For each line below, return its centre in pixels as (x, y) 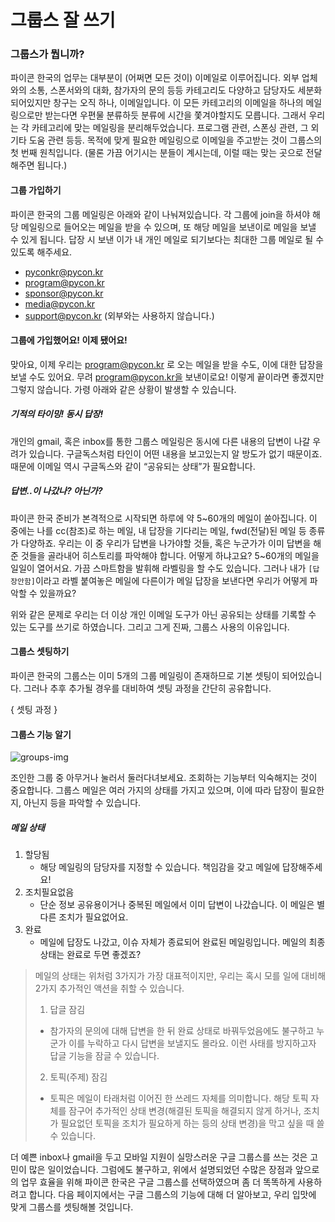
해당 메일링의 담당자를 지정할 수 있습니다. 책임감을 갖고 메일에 (159, 867)
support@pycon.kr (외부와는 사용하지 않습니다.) (119, 315)
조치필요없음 (49, 892)
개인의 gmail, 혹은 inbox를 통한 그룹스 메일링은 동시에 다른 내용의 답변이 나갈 (160, 441)
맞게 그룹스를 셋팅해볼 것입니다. (72, 1207)
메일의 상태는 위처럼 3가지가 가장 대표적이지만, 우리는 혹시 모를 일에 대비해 (180, 976)
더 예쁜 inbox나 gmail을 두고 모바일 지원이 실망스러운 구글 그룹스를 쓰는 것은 (159, 1157)
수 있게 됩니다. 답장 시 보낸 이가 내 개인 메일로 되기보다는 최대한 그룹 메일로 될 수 (167, 239)
